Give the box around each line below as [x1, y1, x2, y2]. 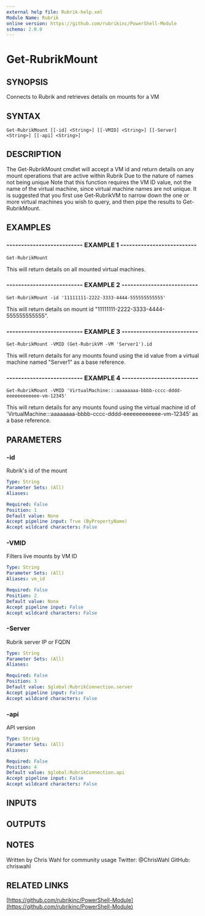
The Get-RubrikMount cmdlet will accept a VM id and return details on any [6, 165, 195, 172]
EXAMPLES [6, 222, 51, 233]
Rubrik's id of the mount [6, 467, 68, 474]
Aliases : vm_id [6, 576, 45, 582]
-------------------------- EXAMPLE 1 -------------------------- [6, 241, 197, 249]
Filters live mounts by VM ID [6, 553, 78, 560]
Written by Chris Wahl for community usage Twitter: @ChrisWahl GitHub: [6, 856, 190, 863]
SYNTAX [6, 111, 41, 121]
